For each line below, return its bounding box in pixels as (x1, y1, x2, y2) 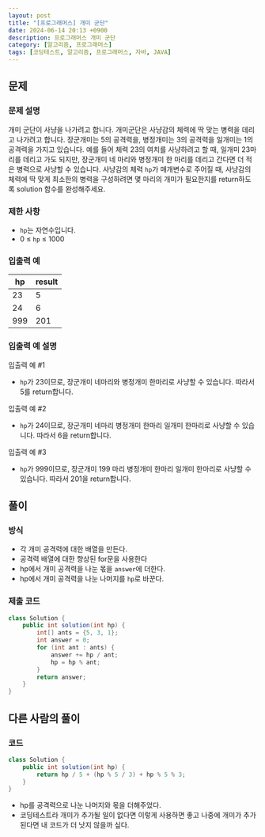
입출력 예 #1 (8, 360, 45, 369)
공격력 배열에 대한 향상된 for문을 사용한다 (19, 555, 148, 564)
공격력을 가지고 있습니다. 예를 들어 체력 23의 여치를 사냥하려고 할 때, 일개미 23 (8, 144, 251, 154)
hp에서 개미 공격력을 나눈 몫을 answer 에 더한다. (19, 564, 166, 574)
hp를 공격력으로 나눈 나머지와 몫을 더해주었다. (19, 801, 162, 810)
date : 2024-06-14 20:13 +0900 (8, 26, 108, 34)
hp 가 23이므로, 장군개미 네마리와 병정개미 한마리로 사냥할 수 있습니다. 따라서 (19, 377, 256, 386)
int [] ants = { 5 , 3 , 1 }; (36, 629, 119, 637)
